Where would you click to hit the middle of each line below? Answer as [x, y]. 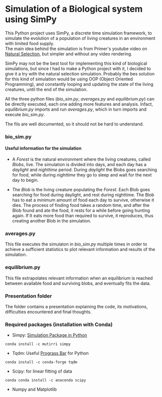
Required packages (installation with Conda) [59, 324]
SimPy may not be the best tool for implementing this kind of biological [76, 63]
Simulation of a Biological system [74, 9]
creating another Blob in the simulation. [51, 221]
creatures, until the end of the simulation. [46, 89]
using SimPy [31, 19]
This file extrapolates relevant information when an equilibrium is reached [79, 278]
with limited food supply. [30, 43]
